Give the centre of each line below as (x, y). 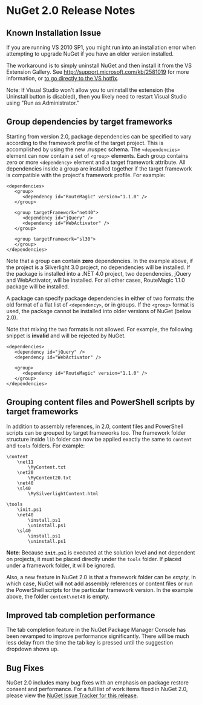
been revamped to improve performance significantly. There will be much (98, 636)
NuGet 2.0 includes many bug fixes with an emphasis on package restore (98, 683)
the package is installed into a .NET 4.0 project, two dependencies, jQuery (99, 273)
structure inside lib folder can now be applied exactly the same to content (99, 439)
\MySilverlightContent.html (63, 493)
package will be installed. (38, 286)
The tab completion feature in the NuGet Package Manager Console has (96, 630)
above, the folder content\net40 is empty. (58, 596)
